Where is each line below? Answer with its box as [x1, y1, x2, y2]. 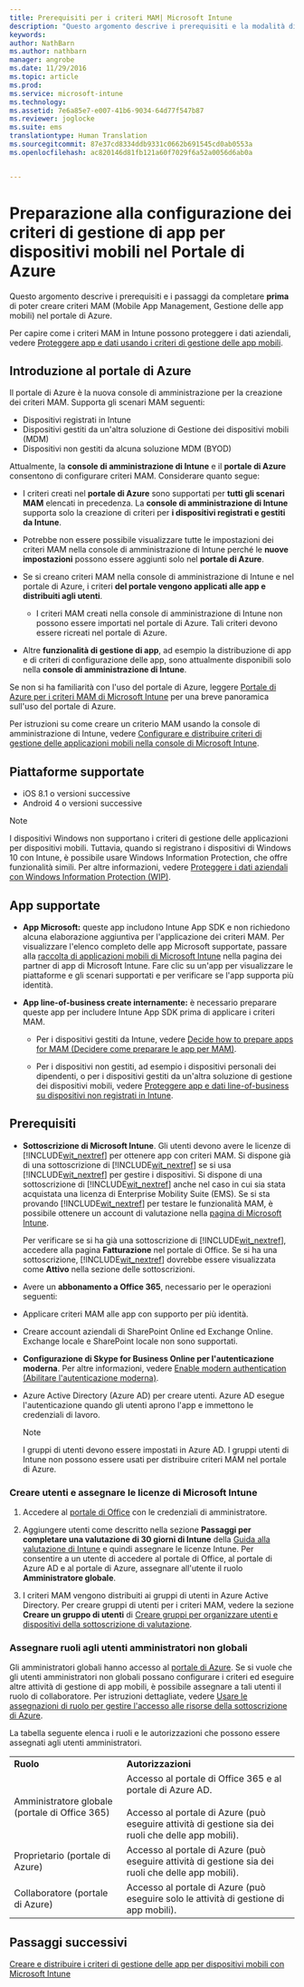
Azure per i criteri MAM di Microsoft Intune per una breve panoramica [9, 691, 270, 702]
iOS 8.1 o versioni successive [22, 788, 131, 799]
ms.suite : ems [9, 123, 63, 132]
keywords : [9, 30, 47, 39]
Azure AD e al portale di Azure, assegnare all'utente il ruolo [22, 1563, 243, 1574]
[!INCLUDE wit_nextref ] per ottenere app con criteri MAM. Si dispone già [22, 1150, 291, 1161]
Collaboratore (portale [14, 1886, 109, 1899]
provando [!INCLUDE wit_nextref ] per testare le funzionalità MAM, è [22, 1198, 273, 1209]
